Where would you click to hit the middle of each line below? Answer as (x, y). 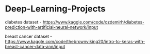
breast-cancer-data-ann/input (35, 46)
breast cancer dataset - (29, 36)
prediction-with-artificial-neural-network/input (51, 27)
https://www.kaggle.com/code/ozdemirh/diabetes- (93, 22)
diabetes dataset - (23, 22)
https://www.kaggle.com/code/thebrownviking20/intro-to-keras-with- (75, 41)
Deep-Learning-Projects (55, 9)
